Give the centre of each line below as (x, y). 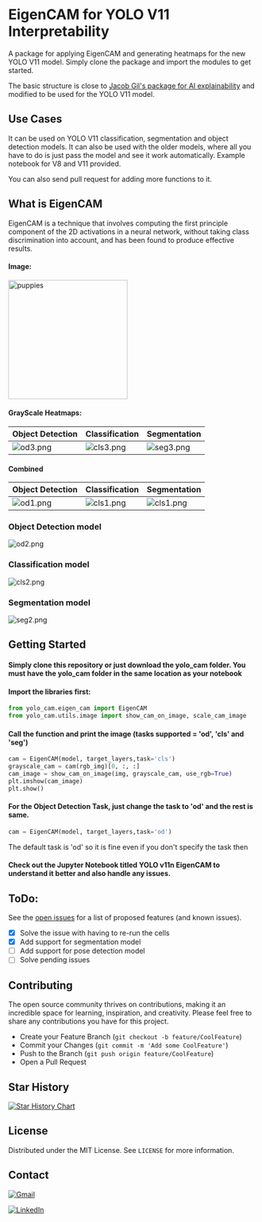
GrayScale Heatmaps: (45, 413)
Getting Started (47, 645)
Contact (29, 1176)
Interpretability (59, 31)
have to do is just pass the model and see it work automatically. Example (127, 155)
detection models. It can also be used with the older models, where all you (130, 146)
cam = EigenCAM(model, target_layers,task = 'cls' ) (92, 759)
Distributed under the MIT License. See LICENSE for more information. (121, 1150)
